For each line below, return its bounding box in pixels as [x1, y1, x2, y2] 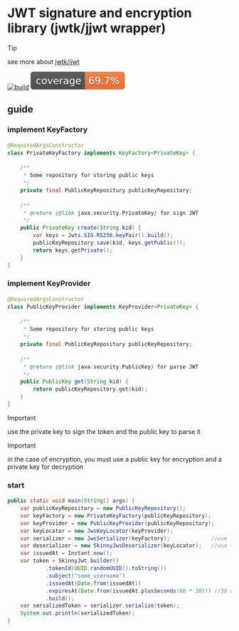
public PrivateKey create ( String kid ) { [20, 224, 142, 232]
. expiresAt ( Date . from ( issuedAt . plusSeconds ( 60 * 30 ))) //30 [45, 587, 228, 595]
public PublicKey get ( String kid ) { [20, 378, 129, 386]
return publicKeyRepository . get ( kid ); [33, 386, 148, 393]
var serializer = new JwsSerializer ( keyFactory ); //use [20, 535, 228, 542]
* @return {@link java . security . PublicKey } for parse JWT [23, 363, 199, 371]
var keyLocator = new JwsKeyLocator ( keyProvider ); [20, 527, 174, 534]
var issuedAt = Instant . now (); [20, 550, 113, 557]
